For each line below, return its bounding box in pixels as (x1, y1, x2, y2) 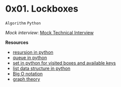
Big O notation (12, 70, 43, 76)
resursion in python (12, 49, 53, 55)
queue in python (12, 54, 47, 61)
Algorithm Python (5, 21, 41, 26)
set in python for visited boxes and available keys (12, 60, 116, 66)
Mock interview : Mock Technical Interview (5, 29, 94, 35)
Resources (5, 39, 29, 46)
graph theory (12, 76, 41, 82)
